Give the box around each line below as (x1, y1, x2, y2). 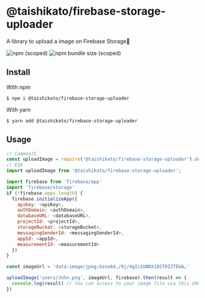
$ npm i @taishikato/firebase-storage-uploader (6, 95, 130, 102)
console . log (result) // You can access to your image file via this (12, 280, 190, 287)
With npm (6, 83, 31, 91)
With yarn (6, 106, 31, 113)
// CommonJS (6, 151, 37, 157)
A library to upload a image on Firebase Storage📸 (6, 37, 130, 45)
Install (6, 67, 31, 78)
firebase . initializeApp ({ (12, 196, 78, 202)
